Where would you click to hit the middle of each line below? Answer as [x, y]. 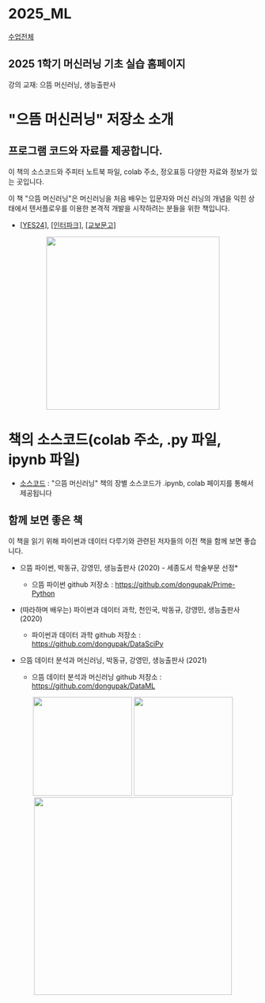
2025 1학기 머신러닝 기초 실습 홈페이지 [97, 64]
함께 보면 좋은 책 [45, 520]
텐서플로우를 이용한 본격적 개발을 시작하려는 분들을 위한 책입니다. [129, 208]
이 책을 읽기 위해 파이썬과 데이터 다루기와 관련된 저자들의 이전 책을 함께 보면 [125, 541]
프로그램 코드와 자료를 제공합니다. [85, 151]
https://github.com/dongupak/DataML [93, 686]
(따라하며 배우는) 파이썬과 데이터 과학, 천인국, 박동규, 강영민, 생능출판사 [130, 609]
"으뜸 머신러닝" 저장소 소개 [91, 119]
